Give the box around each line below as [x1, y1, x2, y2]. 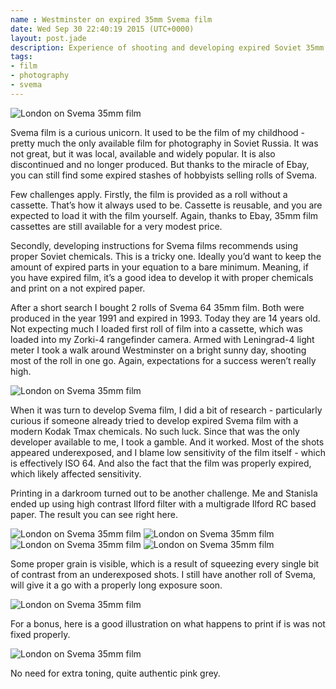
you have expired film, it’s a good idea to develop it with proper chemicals [10, 271, 314, 283]
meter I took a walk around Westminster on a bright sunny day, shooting [10, 344, 307, 356]
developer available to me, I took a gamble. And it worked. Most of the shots [10, 436, 325, 448]
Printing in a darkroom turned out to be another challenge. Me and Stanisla [10, 487, 318, 499]
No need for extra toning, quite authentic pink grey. [10, 667, 221, 679]
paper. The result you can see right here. [10, 508, 178, 520]
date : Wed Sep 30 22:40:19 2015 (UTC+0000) [10, 24, 195, 34]
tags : [10, 52, 33, 62]
